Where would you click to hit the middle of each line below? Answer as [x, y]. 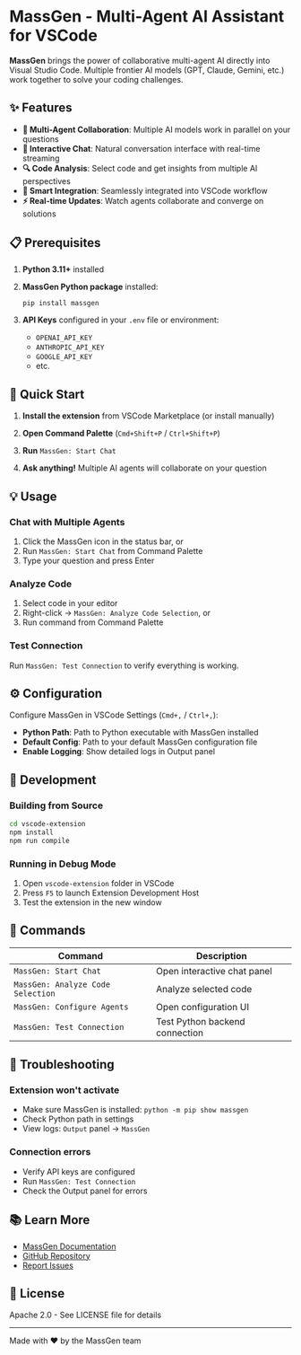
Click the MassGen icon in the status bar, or [103, 541]
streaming [41, 158]
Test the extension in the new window [92, 902]
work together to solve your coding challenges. [96, 79]
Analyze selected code [204, 989]
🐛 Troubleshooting [62, 1065]
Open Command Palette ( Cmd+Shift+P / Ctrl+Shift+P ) [121, 434]
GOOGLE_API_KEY [64, 357]
